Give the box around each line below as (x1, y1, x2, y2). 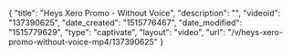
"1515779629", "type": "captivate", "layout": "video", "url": (8, 27, 226, 37)
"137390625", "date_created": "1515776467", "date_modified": (8, 17, 243, 28)
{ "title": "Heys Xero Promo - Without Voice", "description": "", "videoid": (8, 8, 281, 18)
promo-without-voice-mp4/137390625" (8, 36, 159, 47)
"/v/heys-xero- (227, 27, 284, 37)
